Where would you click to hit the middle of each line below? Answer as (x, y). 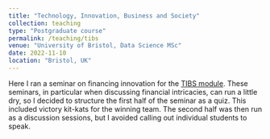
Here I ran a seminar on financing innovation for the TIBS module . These (128, 83)
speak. (19, 126)
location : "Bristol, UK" (50, 61)
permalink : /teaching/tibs (54, 38)
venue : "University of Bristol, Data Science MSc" (95, 46)
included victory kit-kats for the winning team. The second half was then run (135, 108)
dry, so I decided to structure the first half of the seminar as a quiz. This (127, 100)
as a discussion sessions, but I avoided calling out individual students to (128, 117)
